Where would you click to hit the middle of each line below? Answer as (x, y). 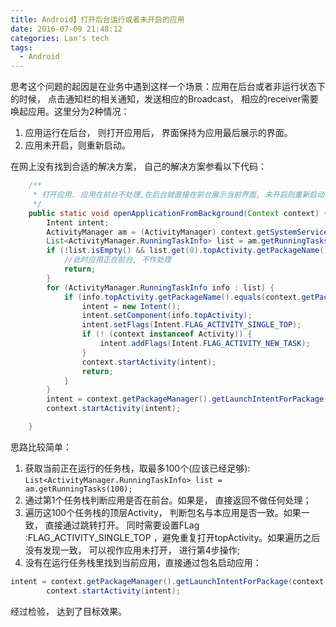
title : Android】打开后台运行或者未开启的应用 (97, 19)
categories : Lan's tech (60, 38)
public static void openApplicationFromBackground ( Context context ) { (178, 213)
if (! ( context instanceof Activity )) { (167, 334)
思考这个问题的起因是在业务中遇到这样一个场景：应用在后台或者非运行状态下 (168, 87)
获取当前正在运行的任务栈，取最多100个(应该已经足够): (137, 468)
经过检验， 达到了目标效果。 (68, 611)
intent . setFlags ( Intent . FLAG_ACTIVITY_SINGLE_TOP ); (191, 325)
